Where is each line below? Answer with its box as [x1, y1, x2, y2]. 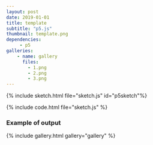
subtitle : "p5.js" [6, 25, 52, 32]
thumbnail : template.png [6, 31, 68, 37]
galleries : [6, 48, 34, 54]
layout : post [6, 8, 39, 15]
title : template [6, 20, 47, 26]
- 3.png [28, 75, 47, 81]
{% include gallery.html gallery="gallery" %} [6, 132, 116, 140]
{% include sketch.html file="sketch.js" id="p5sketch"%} [6, 92, 148, 99]
